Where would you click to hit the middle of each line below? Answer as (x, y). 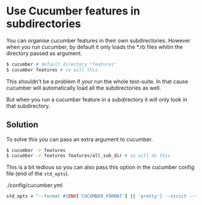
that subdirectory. (28, 106)
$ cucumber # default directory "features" (62, 64)
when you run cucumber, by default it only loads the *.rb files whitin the (95, 47)
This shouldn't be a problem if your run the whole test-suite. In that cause (97, 81)
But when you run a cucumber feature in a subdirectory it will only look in (97, 99)
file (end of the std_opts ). (38, 174)
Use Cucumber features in (73, 11)
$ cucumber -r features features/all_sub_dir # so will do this (88, 156)
